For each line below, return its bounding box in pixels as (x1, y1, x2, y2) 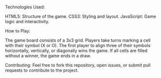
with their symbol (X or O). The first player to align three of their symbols (5, 43, 151, 48)
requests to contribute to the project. (5, 67, 79, 73)
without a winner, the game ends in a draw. (5, 53, 91, 59)
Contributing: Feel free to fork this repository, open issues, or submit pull (5, 62, 151, 68)
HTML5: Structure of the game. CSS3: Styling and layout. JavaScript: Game (5, 14, 157, 19)
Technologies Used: (5, 4, 45, 10)
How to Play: (5, 28, 31, 33)
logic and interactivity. (5, 19, 50, 24)
